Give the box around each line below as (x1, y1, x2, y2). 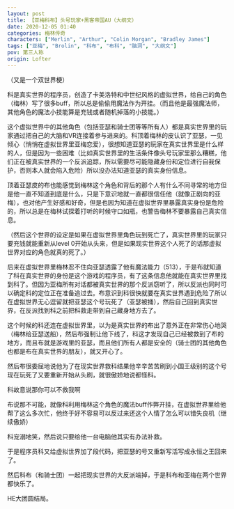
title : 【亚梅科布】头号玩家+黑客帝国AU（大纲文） (7, 17, 137, 24)
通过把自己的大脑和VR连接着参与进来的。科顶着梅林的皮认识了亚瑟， (13, 131, 211, 139)
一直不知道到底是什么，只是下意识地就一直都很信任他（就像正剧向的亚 (19, 189, 221, 198)
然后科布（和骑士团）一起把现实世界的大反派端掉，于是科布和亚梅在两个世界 (7, 471, 227, 479)
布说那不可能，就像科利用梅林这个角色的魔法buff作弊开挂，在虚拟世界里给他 (7, 400, 226, 408)
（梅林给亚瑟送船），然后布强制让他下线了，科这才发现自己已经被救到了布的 (7, 329, 224, 338)
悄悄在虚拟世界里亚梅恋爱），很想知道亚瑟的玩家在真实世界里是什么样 (25, 140, 224, 148)
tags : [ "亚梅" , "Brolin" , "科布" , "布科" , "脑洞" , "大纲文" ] (7, 42, 177, 49)
